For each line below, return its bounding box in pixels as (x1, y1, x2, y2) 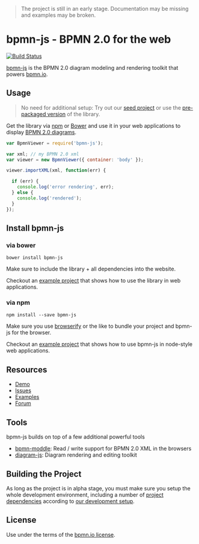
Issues (14, 387, 32, 394)
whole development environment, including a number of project (6, 491, 164, 498)
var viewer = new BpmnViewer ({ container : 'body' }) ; (6, 157, 144, 163)
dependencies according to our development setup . (6, 497, 135, 505)
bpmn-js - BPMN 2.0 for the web (6, 33, 171, 46)
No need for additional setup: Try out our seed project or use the (20, 104, 182, 111)
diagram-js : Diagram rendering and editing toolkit (14, 451, 137, 458)
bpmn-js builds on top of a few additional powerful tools (6, 433, 145, 440)
